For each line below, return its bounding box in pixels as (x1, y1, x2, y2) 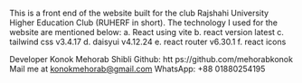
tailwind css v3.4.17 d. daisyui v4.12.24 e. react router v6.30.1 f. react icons (9, 36, 287, 47)
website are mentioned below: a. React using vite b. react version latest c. (9, 27, 285, 37)
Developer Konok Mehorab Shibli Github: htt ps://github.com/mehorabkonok (9, 54, 294, 64)
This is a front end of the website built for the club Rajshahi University (9, 8, 269, 18)
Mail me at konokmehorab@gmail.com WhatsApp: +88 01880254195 (9, 63, 266, 74)
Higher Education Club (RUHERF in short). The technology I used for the (9, 17, 278, 28)
